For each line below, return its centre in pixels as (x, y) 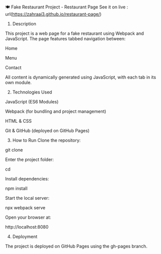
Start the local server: (27, 198)
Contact (13, 68)
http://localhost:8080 (27, 227)
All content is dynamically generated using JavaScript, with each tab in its (81, 77)
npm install (16, 188)
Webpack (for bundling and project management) (56, 111)
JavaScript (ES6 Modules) (32, 102)
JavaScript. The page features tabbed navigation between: (65, 39)
